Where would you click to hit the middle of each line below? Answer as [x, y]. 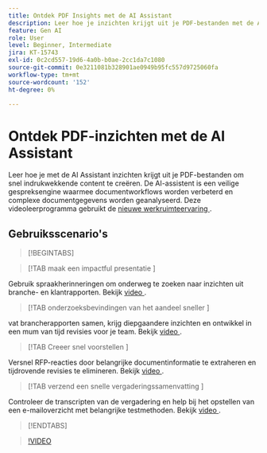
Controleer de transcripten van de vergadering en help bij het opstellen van [132, 402]
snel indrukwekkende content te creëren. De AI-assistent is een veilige [124, 183]
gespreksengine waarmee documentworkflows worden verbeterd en [121, 192]
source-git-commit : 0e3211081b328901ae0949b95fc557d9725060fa [113, 68]
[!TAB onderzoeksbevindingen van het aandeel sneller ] [118, 308]
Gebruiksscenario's [58, 234]
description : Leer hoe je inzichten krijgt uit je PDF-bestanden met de [131, 23]
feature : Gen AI [35, 30]
